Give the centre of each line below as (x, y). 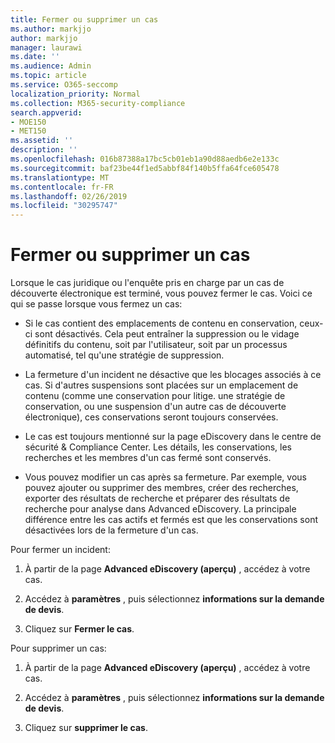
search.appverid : (46, 112)
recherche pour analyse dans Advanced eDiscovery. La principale (160, 509)
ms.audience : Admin (51, 66)
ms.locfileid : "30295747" (64, 206)
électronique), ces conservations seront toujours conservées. (151, 417)
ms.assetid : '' (42, 141)
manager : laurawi (46, 47)
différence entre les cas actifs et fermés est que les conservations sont (171, 520)
